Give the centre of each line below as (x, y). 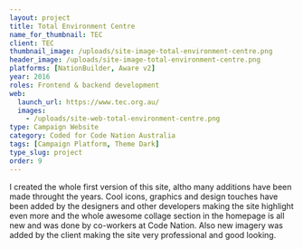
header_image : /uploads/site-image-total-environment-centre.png (135, 60)
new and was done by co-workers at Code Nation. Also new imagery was (146, 225)
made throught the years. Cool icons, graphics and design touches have (144, 196)
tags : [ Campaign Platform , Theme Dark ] (85, 144)
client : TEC (32, 43)
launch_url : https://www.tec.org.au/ (89, 102)
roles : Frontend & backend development (85, 85)
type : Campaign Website (54, 128)
